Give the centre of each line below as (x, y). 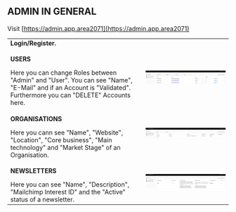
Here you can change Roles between (64, 73)
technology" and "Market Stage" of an (65, 147)
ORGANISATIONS (36, 118)
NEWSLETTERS (33, 170)
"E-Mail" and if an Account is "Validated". (71, 88)
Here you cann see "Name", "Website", (67, 132)
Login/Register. (33, 43)
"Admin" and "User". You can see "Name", (71, 80)
